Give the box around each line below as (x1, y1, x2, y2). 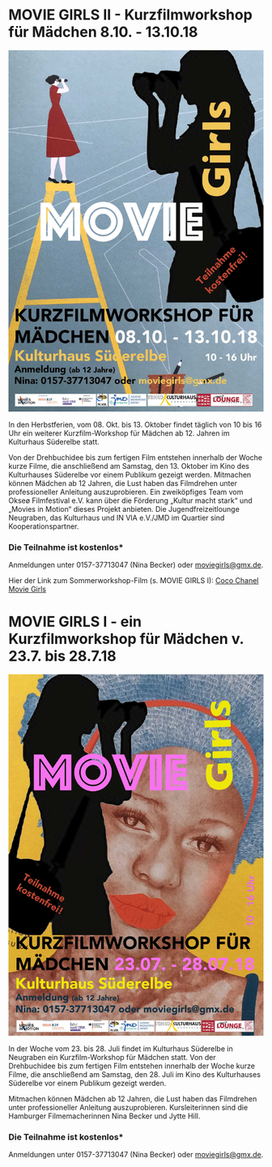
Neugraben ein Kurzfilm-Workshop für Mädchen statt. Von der (8, 1052, 216, 1062)
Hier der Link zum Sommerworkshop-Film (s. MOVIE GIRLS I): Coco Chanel (8, 576, 259, 586)
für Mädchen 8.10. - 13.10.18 (8, 23, 198, 41)
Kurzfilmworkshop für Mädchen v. (8, 630, 244, 649)
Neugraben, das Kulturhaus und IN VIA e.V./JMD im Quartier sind (8, 513, 225, 522)
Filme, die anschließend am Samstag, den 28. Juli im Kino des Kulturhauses (8, 1069, 261, 1079)
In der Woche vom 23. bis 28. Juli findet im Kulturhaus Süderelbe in (8, 1043, 233, 1054)
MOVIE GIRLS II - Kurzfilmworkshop (8, 6, 253, 24)
